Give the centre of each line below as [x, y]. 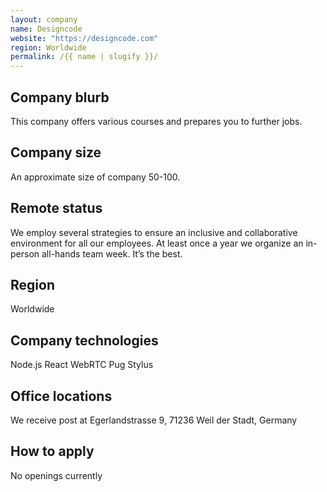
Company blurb [60, 97]
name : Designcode [46, 29]
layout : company [44, 19]
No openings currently [56, 475]
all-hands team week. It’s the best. [112, 253]
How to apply [52, 451]
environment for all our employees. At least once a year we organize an [157, 243]
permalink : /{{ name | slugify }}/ [84, 57]
